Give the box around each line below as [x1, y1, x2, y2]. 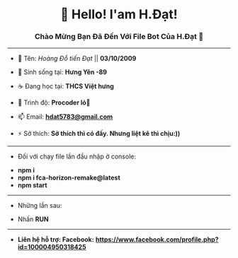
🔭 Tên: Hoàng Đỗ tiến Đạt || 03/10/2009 [17, 54, 137, 63]
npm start [17, 181, 47, 189]
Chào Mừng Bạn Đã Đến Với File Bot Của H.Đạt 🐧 [34, 32, 204, 42]
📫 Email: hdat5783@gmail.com [17, 112, 113, 121]
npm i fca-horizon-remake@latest [17, 173, 120, 182]
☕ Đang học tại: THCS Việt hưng [17, 82, 115, 90]
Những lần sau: [17, 201, 62, 210]
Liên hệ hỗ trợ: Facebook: [17, 235, 94, 244]
